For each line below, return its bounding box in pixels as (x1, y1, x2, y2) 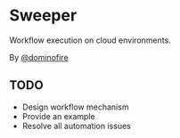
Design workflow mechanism (21, 101, 129, 112)
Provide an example (21, 110, 95, 121)
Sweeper (9, 5, 78, 26)
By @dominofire (9, 52, 69, 62)
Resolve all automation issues (21, 120, 131, 131)
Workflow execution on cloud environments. (9, 35, 171, 45)
